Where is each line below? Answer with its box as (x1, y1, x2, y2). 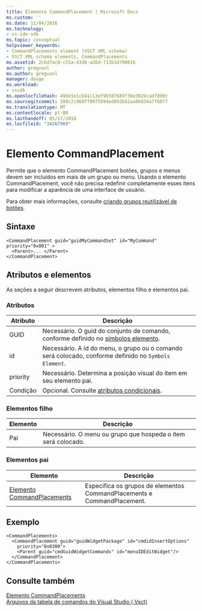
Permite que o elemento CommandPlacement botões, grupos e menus (6, 167, 180, 174)
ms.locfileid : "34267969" (6, 121, 71, 127)
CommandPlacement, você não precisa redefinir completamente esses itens (6, 180, 195, 187)
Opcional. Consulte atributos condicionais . (42, 386, 162, 394)
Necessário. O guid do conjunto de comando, (42, 326, 170, 335)
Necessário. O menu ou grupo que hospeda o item (43, 430, 185, 438)
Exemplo (6, 517, 40, 527)
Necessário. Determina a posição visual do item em (42, 369, 188, 377)
